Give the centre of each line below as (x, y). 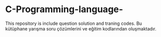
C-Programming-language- (64, 9)
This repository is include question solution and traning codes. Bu (74, 23)
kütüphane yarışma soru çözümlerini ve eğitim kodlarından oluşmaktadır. (81, 28)
